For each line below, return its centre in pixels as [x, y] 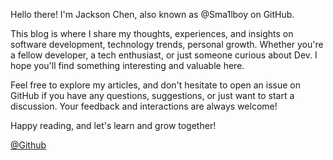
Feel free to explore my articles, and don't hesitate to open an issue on [155, 85]
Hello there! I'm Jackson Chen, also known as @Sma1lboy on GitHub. [152, 14]
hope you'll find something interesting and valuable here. [127, 65]
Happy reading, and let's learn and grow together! [113, 125]
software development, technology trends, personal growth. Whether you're [167, 44]
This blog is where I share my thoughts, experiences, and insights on [152, 33]
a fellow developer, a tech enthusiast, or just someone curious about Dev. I [164, 55]
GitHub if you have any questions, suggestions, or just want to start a [152, 95]
